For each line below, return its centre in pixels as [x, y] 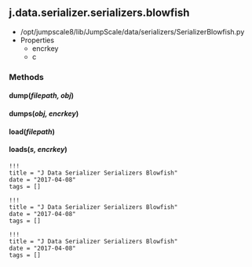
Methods [26, 77]
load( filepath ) [32, 132]
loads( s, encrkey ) [38, 150]
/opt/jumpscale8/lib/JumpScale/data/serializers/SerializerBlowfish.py [132, 31]
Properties [37, 40]
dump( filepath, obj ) [41, 96]
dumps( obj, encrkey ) [44, 114]
